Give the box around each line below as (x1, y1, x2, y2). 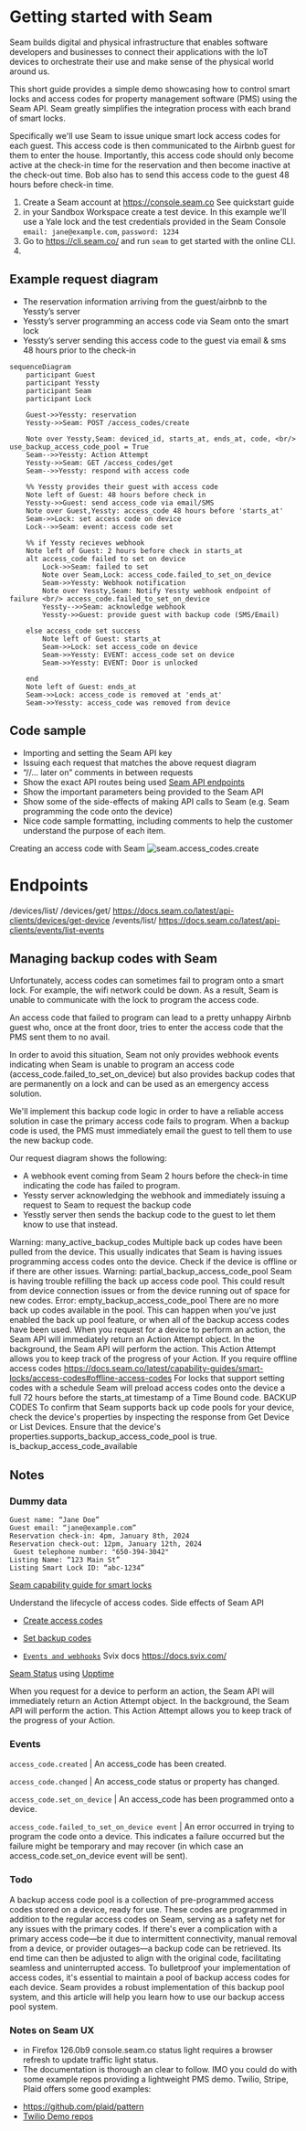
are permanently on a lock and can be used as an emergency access (9, 1079, 269, 1090)
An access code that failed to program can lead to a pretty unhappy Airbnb (9, 1012, 292, 1023)
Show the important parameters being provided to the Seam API (22, 786, 264, 797)
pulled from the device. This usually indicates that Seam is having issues (9, 1246, 283, 1258)
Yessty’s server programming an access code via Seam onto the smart (22, 315, 290, 326)
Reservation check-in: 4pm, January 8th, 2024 (9, 1531, 190, 1540)
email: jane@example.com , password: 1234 (22, 226, 180, 237)
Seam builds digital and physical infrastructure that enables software (9, 37, 269, 48)
